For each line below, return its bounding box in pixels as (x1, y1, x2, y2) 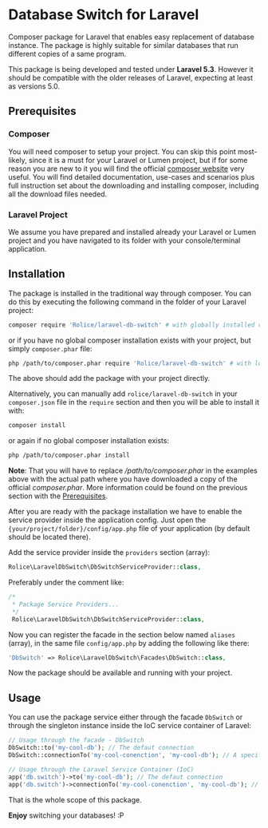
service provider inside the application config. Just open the (8, 515, 207, 525)
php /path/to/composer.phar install (8, 451, 130, 460)
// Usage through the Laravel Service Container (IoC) (8, 765, 195, 774)
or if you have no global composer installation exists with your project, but (8, 335, 251, 345)
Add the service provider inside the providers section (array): (8, 548, 210, 557)
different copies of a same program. (8, 49, 127, 58)
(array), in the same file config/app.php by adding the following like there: (8, 638, 250, 648)
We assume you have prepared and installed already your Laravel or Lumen (8, 227, 257, 236)
